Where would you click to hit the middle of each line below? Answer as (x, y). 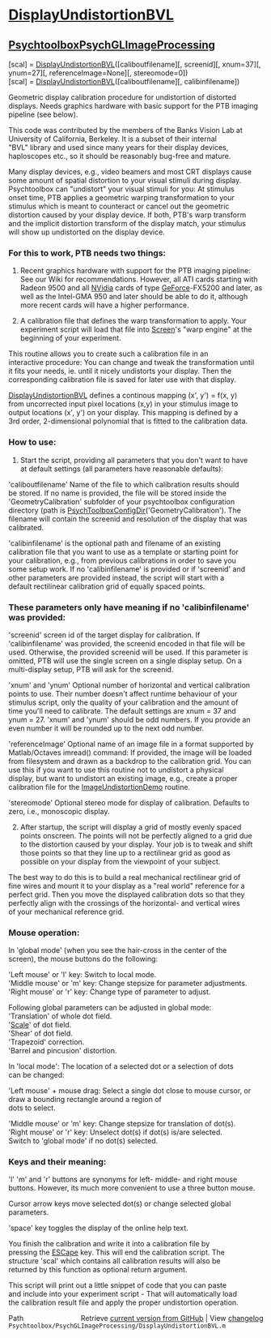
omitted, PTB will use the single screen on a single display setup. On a (125, 660)
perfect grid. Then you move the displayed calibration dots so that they (127, 894)
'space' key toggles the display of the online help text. (98, 1228)
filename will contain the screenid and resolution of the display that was (128, 519)
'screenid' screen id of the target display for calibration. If (104, 635)
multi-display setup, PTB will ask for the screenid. (91, 669)
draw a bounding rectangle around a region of (85, 1100)
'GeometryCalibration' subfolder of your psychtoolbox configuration (122, 501)
